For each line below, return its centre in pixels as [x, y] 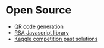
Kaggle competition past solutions [56, 39]
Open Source [39, 10]
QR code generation [39, 26]
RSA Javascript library [41, 32]
